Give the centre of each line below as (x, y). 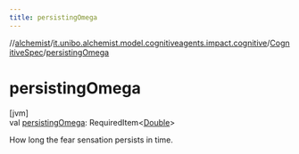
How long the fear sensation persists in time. (91, 140)
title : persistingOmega (54, 17)
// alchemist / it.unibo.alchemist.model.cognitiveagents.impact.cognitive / (140, 43)
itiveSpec (26, 52)
